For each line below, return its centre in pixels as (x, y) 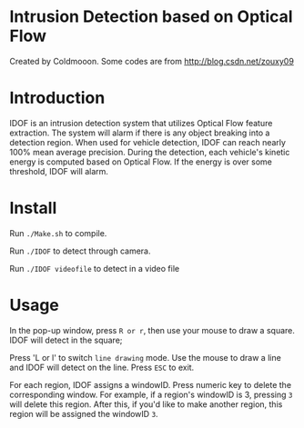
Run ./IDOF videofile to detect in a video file (95, 268)
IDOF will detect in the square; (66, 340)
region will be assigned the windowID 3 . (84, 413)
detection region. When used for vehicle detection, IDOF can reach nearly (148, 142)
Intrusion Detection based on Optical (151, 17)
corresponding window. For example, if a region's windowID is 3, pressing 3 (151, 394)
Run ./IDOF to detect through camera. (80, 251)
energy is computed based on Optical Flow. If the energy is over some (141, 162)
